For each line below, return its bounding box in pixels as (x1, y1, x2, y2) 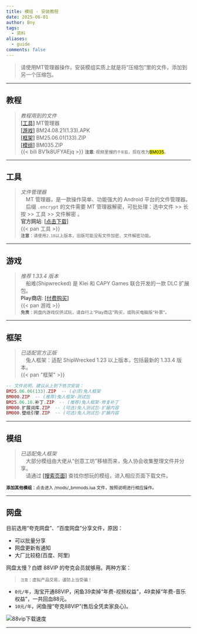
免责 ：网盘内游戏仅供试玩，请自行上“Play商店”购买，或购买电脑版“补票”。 (20, 309, 169, 316)
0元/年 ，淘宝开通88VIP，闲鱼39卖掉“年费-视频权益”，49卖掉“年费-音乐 (14, 588, 186, 595)
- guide (11, 42, 30, 48)
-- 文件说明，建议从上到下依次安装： (6, 383, 84, 389)
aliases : (6, 36, 28, 42)
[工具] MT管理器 (20, 119, 60, 126)
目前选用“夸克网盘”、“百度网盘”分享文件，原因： (6, 524, 123, 531)
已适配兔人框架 (20, 450, 57, 457)
